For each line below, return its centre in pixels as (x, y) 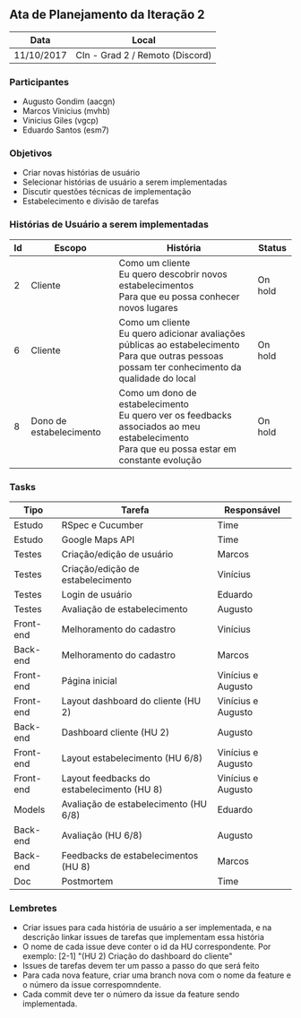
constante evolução (160, 460)
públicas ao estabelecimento (179, 344)
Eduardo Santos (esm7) (65, 130)
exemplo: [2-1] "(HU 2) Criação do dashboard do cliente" (127, 956)
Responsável (252, 510)
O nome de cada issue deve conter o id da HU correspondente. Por (146, 947)
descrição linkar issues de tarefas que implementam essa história (143, 937)
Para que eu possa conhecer (179, 297)
